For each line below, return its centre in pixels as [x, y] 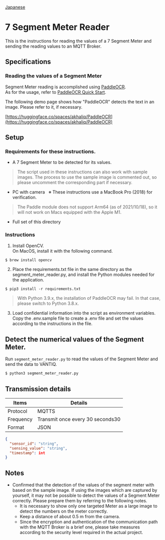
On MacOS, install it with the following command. [62, 251]
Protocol [17, 411]
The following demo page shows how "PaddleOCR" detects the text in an [80, 102]
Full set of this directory [36, 222]
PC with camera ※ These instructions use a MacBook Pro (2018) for [82, 192]
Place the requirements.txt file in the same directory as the [72, 270]
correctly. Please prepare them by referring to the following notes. [80, 501]
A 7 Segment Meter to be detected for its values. [62, 162]
